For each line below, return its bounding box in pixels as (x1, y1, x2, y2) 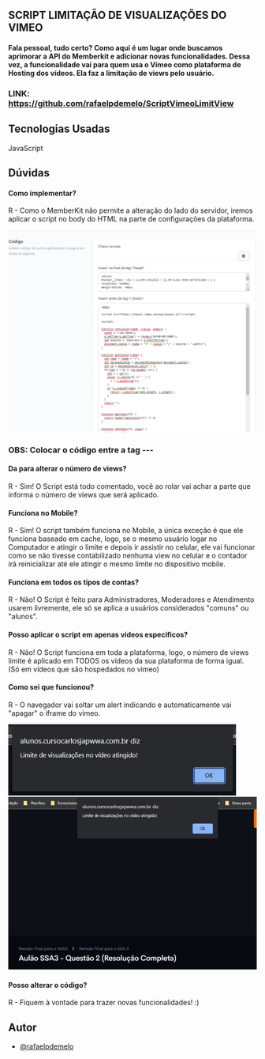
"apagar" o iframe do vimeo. (8, 708, 101, 717)
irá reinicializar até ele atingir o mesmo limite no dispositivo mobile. (8, 559, 226, 569)
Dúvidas (8, 166, 50, 180)
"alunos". (8, 611, 38, 622)
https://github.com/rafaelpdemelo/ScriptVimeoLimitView (8, 97, 234, 108)
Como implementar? (8, 188, 77, 198)
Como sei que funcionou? (8, 683, 95, 692)
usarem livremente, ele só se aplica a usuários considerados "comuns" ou (8, 603, 249, 613)
